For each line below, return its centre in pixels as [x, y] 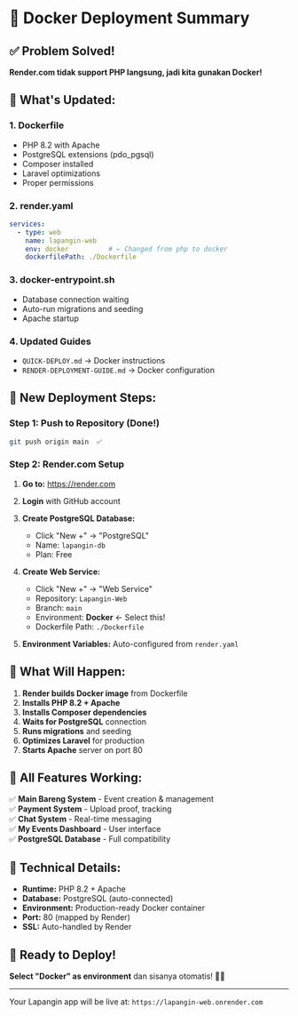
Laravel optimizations [61, 173]
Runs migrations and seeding [76, 731]
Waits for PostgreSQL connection [84, 721]
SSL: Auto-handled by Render [77, 927]
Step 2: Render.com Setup [67, 464]
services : [27, 224]
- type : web [39, 232]
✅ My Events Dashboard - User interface [85, 829]
